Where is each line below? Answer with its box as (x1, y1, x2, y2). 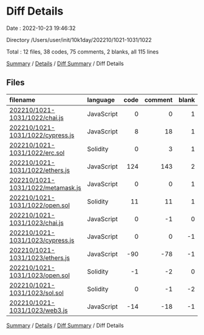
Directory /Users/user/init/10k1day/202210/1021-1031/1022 (6, 36, 152, 43)
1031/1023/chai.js (9, 218, 64, 227)
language (87, 96, 115, 104)
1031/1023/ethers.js (9, 253, 70, 262)
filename (9, 96, 36, 104)
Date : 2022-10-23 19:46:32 (6, 24, 76, 32)
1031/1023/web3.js (9, 306, 68, 314)
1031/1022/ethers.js (9, 166, 70, 174)
